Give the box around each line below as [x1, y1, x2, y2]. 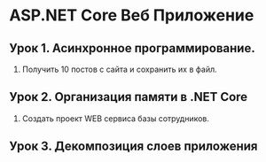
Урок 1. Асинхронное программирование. [9, 41, 255, 56]
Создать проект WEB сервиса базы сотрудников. [21, 112, 210, 124]
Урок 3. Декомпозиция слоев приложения [9, 139, 259, 154]
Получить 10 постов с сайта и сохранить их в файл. [21, 64, 217, 74]
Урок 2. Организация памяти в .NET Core [9, 89, 248, 104]
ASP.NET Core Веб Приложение [9, 5, 254, 26]
